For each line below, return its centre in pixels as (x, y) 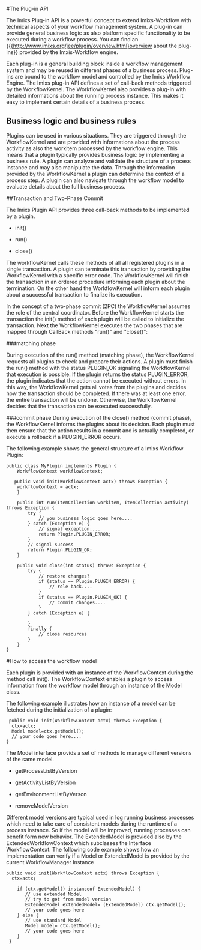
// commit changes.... (77, 602)
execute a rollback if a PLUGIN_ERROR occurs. (64, 437)
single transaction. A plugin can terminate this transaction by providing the (98, 269)
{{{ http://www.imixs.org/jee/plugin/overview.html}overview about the (91, 46)
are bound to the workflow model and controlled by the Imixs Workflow (103, 77)
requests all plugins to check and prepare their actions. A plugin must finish (100, 361)
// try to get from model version (68, 899)
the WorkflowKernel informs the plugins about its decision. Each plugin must (100, 424)
